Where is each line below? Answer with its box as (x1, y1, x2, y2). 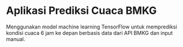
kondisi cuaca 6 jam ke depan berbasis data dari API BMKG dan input (6, 29, 173, 36)
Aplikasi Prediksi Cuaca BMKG (6, 4, 157, 17)
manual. (6, 35, 25, 42)
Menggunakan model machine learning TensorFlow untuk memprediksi (6, 23, 177, 30)
